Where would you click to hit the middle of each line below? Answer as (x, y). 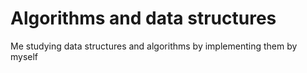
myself (24, 56)
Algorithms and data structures (143, 18)
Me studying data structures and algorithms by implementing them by (154, 46)
